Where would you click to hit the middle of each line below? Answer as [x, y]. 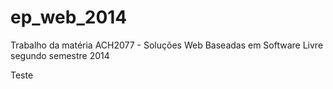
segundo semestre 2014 [60, 55]
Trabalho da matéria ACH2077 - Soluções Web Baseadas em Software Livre [167, 45]
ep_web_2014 [69, 17]
